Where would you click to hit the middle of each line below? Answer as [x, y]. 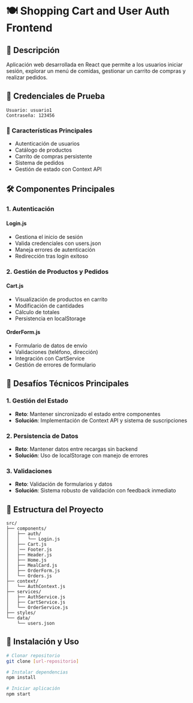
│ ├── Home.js [26, 560]
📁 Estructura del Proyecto [55, 509]
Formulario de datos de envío [51, 345]
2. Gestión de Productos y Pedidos [58, 271]
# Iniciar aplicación [33, 689]
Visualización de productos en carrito [61, 299]
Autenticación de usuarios [47, 144]
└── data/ [19, 618]
